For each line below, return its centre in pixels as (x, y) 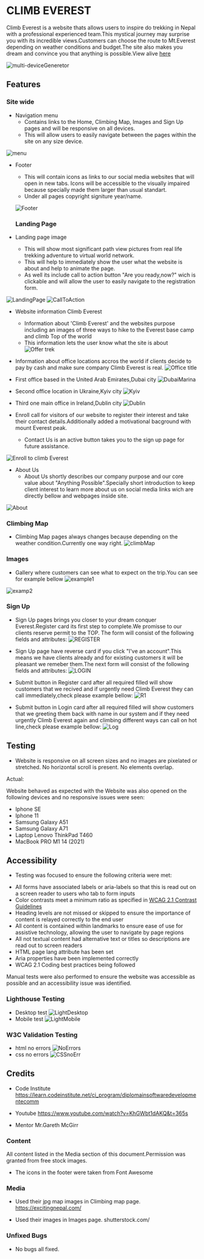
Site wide (20, 102)
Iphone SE (28, 809)
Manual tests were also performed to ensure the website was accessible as (101, 977)
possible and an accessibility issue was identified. (69, 983)
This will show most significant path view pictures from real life (103, 249)
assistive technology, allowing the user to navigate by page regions (99, 932)
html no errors (33, 1048)
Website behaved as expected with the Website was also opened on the (97, 791)
